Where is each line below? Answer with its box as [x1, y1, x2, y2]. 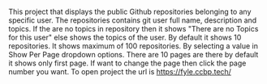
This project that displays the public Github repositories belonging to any [8, 7, 252, 16]
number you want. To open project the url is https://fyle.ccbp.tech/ [8, 67, 231, 76]
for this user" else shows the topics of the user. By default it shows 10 [8, 32, 242, 42]
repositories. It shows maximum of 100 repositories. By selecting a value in [8, 41, 258, 51]
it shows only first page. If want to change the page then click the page [8, 58, 247, 68]
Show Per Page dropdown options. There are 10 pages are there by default [8, 50, 259, 59]
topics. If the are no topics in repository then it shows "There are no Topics [8, 24, 259, 33]
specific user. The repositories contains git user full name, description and [8, 15, 257, 25]
